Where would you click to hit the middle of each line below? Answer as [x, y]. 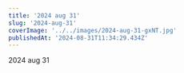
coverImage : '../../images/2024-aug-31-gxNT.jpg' [93, 30]
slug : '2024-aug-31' [43, 23]
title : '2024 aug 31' [44, 15]
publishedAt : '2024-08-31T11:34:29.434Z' [78, 38]
